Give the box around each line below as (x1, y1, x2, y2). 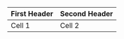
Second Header (60, 9, 113, 18)
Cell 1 (11, 21, 30, 30)
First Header (11, 9, 54, 18)
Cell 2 (60, 21, 79, 30)
